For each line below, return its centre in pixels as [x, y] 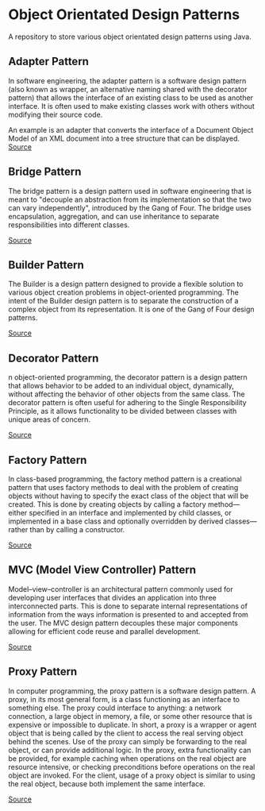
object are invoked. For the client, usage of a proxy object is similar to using [132, 775]
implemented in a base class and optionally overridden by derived [116, 521]
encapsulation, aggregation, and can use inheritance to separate [114, 216]
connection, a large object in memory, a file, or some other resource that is [130, 716]
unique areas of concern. [50, 419]
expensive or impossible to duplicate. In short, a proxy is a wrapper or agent [132, 724]
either [18, 513]
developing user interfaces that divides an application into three [112, 597]
